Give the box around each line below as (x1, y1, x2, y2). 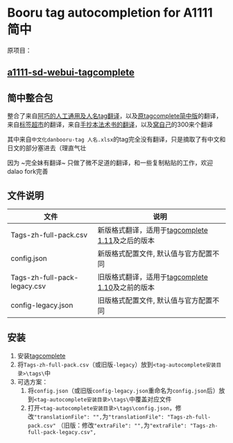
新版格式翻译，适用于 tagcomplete (97, 225, 208, 235)
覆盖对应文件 (135, 394, 172, 403)
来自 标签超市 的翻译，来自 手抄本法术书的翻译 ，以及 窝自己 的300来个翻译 (7, 120, 214, 129)
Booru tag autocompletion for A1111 (7, 5, 213, 21)
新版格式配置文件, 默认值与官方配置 (97, 249, 213, 258)
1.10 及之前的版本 (97, 283, 155, 292)
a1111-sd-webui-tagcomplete (7, 67, 135, 78)
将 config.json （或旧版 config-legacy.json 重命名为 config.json (27, 386, 207, 394)
